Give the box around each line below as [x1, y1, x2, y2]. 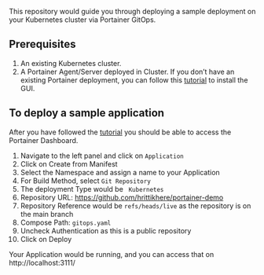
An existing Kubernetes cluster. [20, 58, 122, 68]
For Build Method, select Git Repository [20, 176, 152, 185]
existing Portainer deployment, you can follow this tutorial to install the [20, 75, 248, 85]
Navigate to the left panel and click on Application [20, 151, 184, 160]
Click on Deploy [20, 234, 72, 244]
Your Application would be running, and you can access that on [9, 249, 214, 258]
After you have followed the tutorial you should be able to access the [9, 127, 232, 137]
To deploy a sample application [9, 106, 164, 120]
